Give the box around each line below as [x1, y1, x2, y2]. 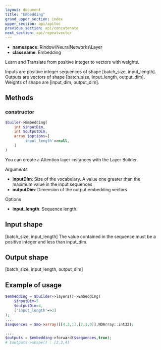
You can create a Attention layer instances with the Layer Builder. [5, 156, 138, 162]
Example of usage [5, 281, 62, 289]
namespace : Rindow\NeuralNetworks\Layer [12, 44, 103, 50]
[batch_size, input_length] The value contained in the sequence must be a [5, 233, 156, 239]
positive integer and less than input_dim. [5, 238, 88, 244]
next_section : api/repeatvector [5, 30, 72, 35]
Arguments [5, 166, 28, 172]
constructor [5, 109, 35, 116]
